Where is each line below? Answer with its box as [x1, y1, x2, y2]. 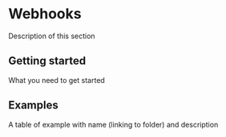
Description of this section [8, 31, 95, 41]
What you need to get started [8, 75, 106, 84]
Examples [8, 99, 59, 112]
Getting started [8, 54, 87, 68]
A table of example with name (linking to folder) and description [8, 119, 219, 129]
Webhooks [8, 5, 82, 23]
